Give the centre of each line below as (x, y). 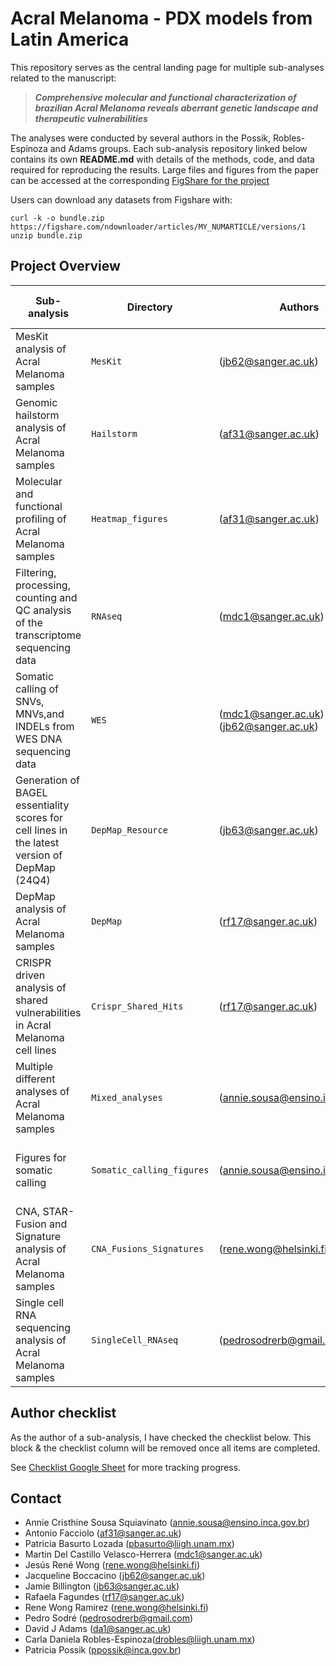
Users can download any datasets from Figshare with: (121, 199)
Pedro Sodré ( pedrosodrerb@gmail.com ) (109, 1618)
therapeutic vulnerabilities (91, 118)
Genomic (36, 402)
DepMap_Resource (129, 830)
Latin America (70, 39)
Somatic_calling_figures (150, 1170)
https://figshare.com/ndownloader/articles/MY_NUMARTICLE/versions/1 (158, 227)
